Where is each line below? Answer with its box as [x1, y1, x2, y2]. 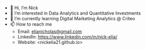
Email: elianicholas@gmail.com [17, 28, 82, 34]
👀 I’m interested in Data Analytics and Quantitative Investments [10, 10, 141, 16]
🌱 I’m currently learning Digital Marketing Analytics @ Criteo [10, 16, 135, 21]
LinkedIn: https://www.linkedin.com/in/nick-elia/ [17, 34, 118, 40]
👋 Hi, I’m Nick [10, 5, 38, 11]
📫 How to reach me [10, 21, 52, 27]
